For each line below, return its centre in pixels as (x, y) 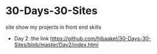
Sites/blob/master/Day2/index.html (56, 45)
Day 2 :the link (31, 38)
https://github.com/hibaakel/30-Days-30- (101, 38)
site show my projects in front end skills (54, 27)
